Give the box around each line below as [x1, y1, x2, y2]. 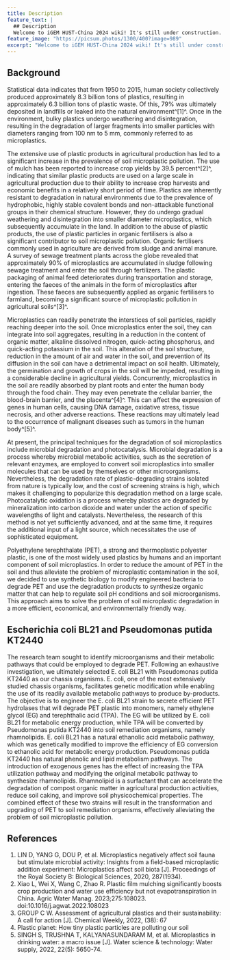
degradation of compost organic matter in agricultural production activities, [7, 783, 219, 792]
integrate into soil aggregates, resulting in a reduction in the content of [7, 330, 206, 338]
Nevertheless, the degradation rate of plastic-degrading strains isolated [7, 474, 209, 483]
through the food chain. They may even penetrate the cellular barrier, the [7, 388, 213, 396]
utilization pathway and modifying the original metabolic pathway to [7, 769, 199, 777]
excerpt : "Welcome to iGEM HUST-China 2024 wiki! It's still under [7, 42, 204, 49]
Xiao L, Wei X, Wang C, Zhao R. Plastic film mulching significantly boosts [16, 880, 222, 888]
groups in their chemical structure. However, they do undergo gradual [7, 207, 204, 216]
